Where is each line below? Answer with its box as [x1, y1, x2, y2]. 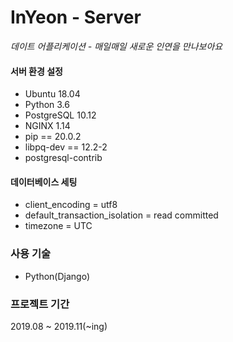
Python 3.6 [24, 99, 70, 111]
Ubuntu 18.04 [24, 88, 81, 100]
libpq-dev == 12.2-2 [24, 141, 108, 153]
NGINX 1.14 [24, 120, 71, 132]
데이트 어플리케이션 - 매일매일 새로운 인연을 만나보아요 [10, 40, 223, 52]
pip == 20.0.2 [24, 131, 82, 143]
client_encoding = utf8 [24, 199, 118, 211]
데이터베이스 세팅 [10, 176, 78, 188]
